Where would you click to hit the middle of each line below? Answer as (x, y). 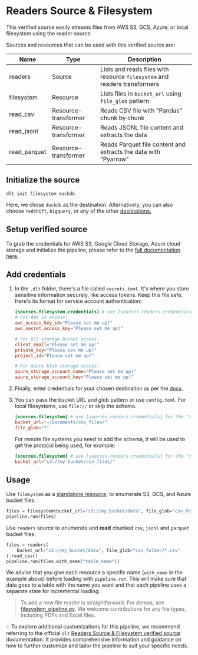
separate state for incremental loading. (53, 591)
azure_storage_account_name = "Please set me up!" (75, 372)
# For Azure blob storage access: (57, 366)
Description (144, 59)
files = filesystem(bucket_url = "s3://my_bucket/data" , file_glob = (89, 511)
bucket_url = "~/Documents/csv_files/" (61, 422)
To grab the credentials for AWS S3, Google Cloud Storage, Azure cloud (93, 243)
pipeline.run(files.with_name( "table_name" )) (63, 561)
